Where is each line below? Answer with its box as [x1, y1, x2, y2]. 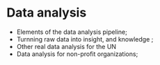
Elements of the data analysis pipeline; [16, 28, 128, 36]
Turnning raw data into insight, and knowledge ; [16, 35, 154, 43]
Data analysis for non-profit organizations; [16, 50, 138, 58]
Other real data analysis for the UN [16, 42, 116, 50]
